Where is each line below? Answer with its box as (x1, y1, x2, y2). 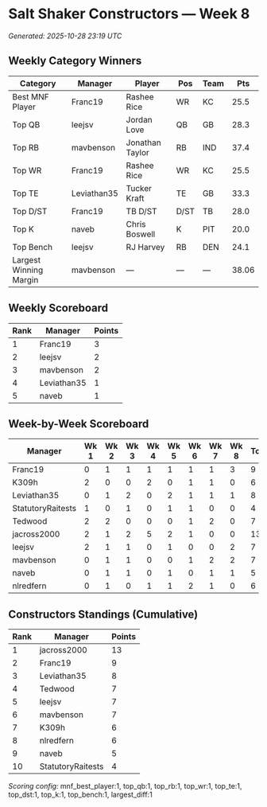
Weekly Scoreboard (8, 302, 109, 315)
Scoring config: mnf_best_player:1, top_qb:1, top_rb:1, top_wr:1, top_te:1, (8, 782, 242, 791)
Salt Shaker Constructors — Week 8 (8, 5, 250, 23)
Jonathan (126, 137, 161, 148)
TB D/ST (126, 205, 157, 216)
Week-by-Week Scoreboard (8, 417, 149, 431)
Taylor (126, 146, 149, 158)
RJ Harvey (126, 241, 165, 252)
